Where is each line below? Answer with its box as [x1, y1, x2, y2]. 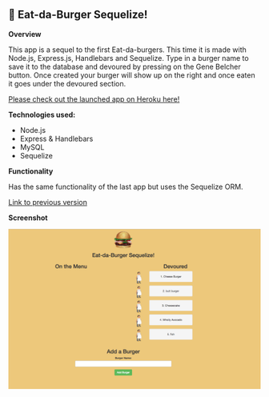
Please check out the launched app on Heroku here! [8, 94, 180, 104]
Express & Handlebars [19, 134, 94, 143]
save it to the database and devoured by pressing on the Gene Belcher [8, 62, 242, 71]
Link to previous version [8, 197, 88, 207]
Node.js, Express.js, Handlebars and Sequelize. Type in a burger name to [8, 53, 250, 62]
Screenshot [8, 213, 48, 223]
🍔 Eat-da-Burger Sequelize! [8, 8, 148, 22]
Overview [8, 29, 42, 38]
